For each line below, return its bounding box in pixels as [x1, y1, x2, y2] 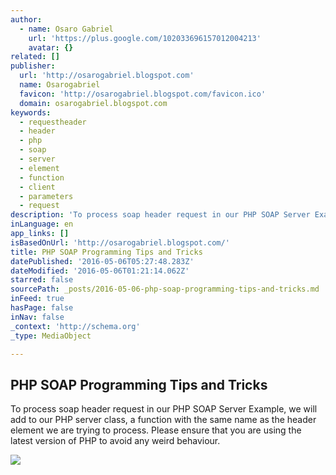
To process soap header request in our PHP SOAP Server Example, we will [10, 403, 318, 415]
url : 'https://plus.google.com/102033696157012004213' [28, 33, 262, 43]
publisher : [10, 61, 56, 71]
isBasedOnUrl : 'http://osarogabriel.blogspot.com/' [10, 237, 230, 248]
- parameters [19, 191, 74, 201]
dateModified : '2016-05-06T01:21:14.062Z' [10, 266, 190, 276]
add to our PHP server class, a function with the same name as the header [10, 414, 317, 426]
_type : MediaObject [10, 331, 92, 341]
